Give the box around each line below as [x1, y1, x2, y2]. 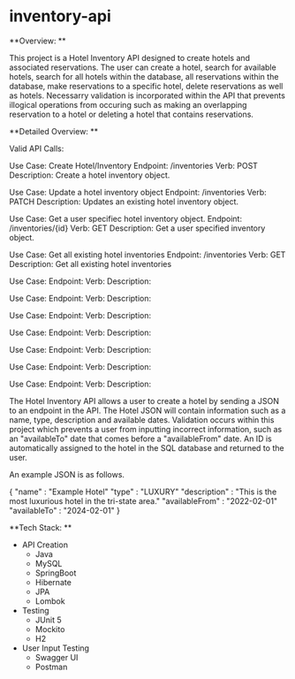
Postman [34, 661, 68, 672]
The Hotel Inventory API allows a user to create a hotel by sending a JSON [9, 395, 280, 406]
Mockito [34, 623, 65, 634]
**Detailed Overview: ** [9, 126, 99, 136]
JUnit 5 [34, 614, 62, 625]
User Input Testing [21, 643, 90, 653]
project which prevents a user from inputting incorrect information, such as [9, 423, 283, 434]
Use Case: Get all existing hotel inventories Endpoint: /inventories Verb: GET [9, 249, 286, 260]
